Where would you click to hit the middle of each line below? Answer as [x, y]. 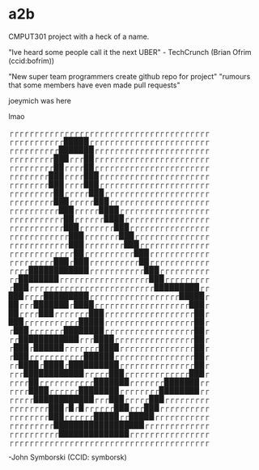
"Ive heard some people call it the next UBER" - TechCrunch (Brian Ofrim [130, 52]
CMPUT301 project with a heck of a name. [79, 36]
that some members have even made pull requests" [94, 85]
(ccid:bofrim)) [32, 61]
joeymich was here [40, 100]
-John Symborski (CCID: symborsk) [68, 457]
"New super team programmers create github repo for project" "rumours [129, 76]
